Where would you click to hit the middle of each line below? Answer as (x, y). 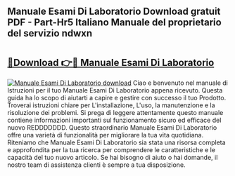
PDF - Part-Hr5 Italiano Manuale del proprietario (114, 23)
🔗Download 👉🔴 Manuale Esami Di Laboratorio (111, 62)
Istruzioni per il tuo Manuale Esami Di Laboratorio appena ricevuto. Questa (115, 90)
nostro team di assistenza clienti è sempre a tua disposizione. (96, 165)
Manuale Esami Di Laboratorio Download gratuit (114, 12)
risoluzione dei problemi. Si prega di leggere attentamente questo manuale (115, 113)
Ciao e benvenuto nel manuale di (180, 83)
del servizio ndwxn (50, 33)
